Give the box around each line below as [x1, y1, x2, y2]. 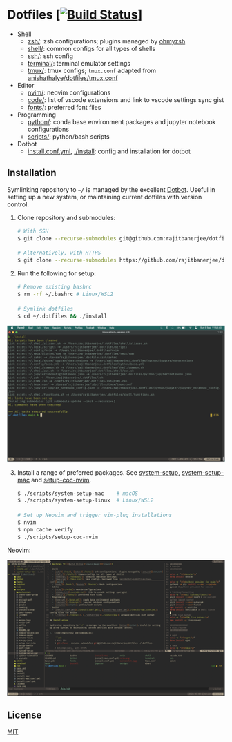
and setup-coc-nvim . [30, 476, 92, 484]
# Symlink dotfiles [17, 305, 74, 312]
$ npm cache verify [17, 526, 74, 533]
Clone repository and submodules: [17, 213, 116, 222]
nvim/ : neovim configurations [27, 88, 111, 97]
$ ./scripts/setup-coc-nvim [17, 534, 98, 540]
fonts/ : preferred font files [27, 103, 101, 111]
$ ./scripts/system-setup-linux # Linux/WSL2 [17, 497, 154, 504]
